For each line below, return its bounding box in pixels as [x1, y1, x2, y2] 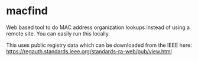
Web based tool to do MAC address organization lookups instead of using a [6, 24, 190, 31]
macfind [6, 4, 48, 18]
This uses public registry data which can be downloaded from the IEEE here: [6, 41, 192, 49]
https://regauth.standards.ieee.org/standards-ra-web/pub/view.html [6, 47, 173, 54]
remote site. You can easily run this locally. [6, 30, 111, 37]
